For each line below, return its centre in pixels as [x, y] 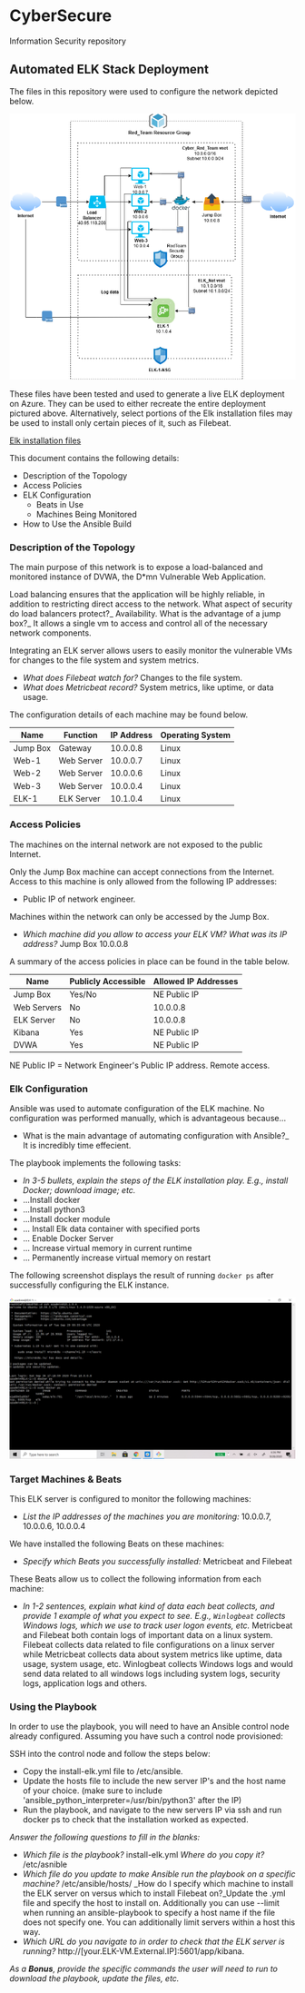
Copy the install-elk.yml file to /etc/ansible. [103, 1771]
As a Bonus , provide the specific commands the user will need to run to [144, 1969]
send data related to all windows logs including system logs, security [151, 1673]
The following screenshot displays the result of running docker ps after [142, 1276]
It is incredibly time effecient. [77, 1146]
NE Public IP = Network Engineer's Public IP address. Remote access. [140, 1065]
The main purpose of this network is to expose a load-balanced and [136, 567]
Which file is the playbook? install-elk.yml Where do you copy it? [143, 1855]
